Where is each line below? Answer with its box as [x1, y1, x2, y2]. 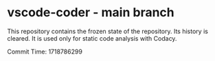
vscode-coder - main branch [7, 5, 175, 20]
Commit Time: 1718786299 [7, 47, 82, 56]
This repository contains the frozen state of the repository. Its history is [7, 27, 208, 35]
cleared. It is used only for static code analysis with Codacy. [7, 34, 177, 42]
